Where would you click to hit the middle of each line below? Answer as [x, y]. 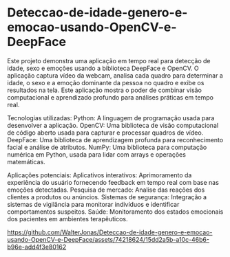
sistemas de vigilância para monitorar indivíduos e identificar [93, 204]
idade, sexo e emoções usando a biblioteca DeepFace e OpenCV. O [103, 68]
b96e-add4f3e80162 [37, 247]
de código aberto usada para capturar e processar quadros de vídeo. [105, 133]
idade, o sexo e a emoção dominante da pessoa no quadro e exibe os [106, 82]
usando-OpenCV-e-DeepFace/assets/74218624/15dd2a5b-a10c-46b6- [108, 239]
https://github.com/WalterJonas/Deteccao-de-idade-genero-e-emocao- [110, 232]
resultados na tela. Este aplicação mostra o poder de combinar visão [104, 90]
